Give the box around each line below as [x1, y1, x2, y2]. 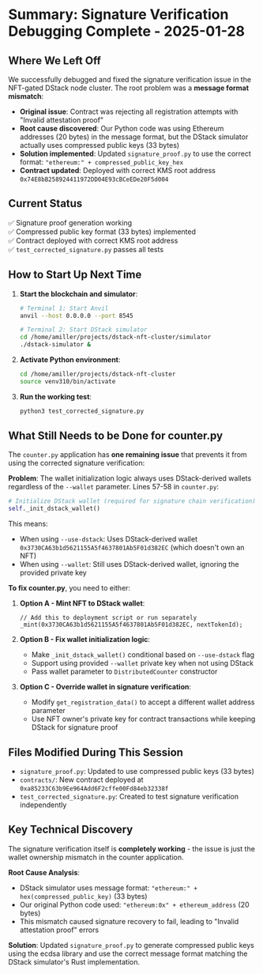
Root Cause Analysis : [8, 867, 81, 877]
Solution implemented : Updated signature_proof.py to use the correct [19, 149, 251, 158]
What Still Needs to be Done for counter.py [8, 429, 224, 443]
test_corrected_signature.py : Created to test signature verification [19, 792, 239, 801]
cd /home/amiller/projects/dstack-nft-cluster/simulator [19, 334, 212, 342]
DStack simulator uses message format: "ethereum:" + [19, 883, 197, 893]
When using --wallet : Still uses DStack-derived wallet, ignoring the [19, 560, 239, 569]
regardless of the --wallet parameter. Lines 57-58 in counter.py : [8, 482, 220, 492]
